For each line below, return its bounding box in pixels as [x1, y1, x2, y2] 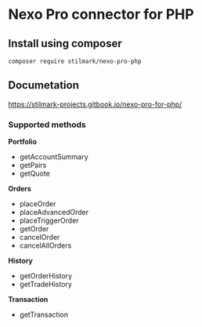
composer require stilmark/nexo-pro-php [8, 57, 142, 65]
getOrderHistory [19, 271, 73, 281]
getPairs [19, 161, 47, 170]
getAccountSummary [19, 152, 88, 162]
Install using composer [8, 37, 123, 50]
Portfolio [8, 137, 38, 147]
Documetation [8, 78, 80, 92]
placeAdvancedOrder [19, 208, 89, 217]
